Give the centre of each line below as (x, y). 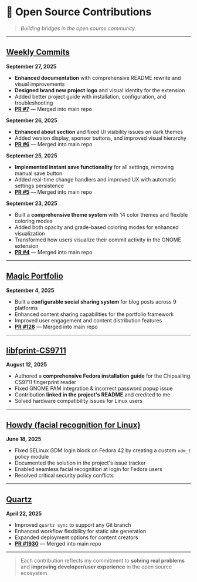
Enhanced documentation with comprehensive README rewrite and (98, 78)
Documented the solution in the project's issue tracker (80, 463)
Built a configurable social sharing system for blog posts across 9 (96, 301)
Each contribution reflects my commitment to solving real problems (103, 561)
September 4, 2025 (30, 290)
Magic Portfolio (35, 276)
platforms (26, 308)
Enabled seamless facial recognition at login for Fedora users (89, 469)
